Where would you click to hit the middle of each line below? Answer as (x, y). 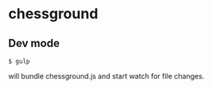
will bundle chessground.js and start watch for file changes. (106, 76)
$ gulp (19, 61)
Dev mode (34, 43)
